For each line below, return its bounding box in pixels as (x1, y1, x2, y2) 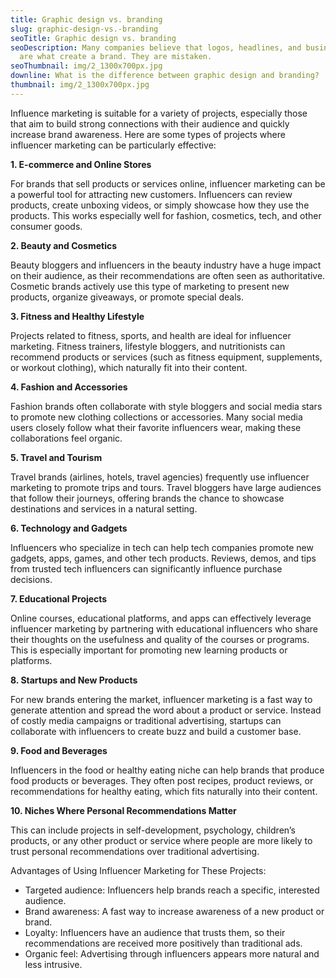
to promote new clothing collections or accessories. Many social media (10, 411, 303, 423)
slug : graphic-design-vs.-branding (10, 24, 159, 34)
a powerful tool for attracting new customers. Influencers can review (10, 188, 293, 200)
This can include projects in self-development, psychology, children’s (10, 824, 296, 836)
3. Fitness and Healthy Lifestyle (10, 310, 145, 322)
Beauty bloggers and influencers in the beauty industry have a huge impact (10, 259, 322, 271)
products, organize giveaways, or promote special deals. (10, 291, 244, 303)
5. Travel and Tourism (10, 451, 103, 463)
